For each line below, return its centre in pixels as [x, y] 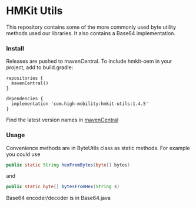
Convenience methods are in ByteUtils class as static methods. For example [98, 148]
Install [15, 48]
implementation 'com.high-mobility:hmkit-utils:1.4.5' [80, 104]
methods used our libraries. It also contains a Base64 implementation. [91, 33]
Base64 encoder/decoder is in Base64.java [58, 198]
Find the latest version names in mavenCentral [62, 120]
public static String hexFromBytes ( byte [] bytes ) [68, 165]
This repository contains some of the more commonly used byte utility [91, 27]
